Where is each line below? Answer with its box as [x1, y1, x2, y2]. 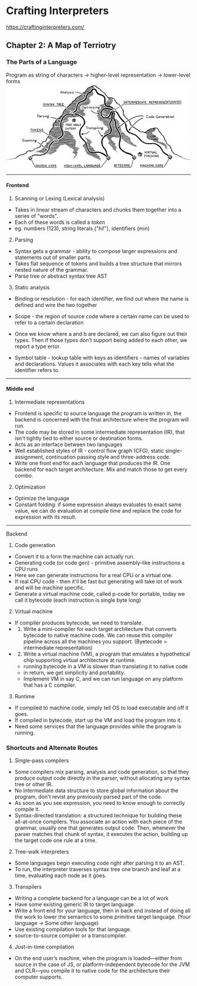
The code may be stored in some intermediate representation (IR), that [14, 428, 185, 435]
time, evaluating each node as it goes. [14, 872, 107, 879]
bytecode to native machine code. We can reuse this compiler [23, 632, 173, 639]
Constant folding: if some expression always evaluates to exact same [14, 501, 182, 508]
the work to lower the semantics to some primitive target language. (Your [14, 913, 191, 920]
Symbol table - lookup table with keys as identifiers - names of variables [14, 354, 189, 361]
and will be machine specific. [14, 584, 85, 591]
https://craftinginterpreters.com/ [6, 23, 84, 30]
